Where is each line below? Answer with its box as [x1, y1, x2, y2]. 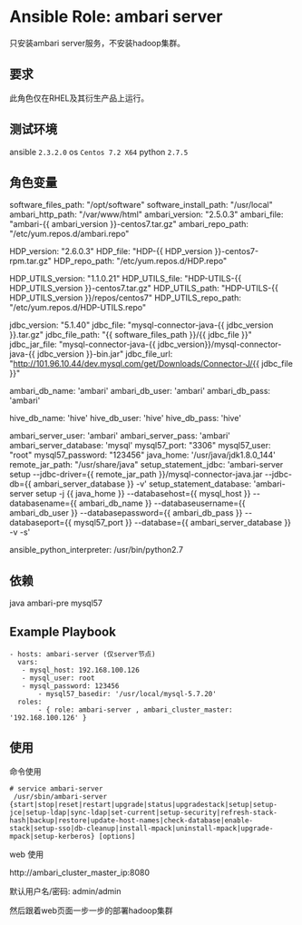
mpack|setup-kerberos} [9, 832, 95, 841]
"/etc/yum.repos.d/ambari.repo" [9, 229, 130, 240]
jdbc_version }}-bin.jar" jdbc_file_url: [37, 349, 173, 359]
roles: [17, 697, 43, 706]
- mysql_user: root [21, 674, 95, 683]
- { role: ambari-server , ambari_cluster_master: [37, 705, 233, 714]
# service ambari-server [9, 783, 103, 793]
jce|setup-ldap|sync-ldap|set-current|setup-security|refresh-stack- [9, 808, 278, 817]
